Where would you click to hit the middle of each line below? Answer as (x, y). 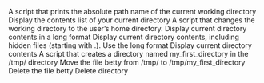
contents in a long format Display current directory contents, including (124, 37)
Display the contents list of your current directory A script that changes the (132, 20)
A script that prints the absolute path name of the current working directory (132, 12)
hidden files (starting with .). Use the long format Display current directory (130, 45)
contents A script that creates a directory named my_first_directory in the (129, 54)
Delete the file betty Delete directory (68, 71)
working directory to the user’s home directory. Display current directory (128, 28)
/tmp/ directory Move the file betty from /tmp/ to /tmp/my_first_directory (127, 62)
